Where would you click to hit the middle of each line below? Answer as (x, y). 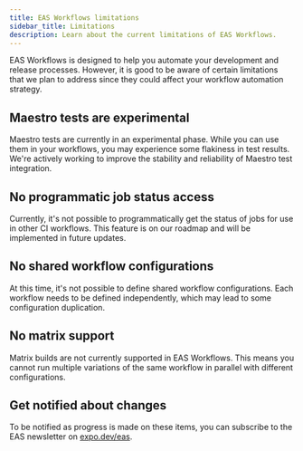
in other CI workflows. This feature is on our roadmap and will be (130, 228)
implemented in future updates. (68, 238)
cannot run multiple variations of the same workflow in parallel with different (151, 367)
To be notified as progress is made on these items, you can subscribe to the (151, 427)
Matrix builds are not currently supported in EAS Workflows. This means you (152, 358)
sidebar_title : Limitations (62, 26)
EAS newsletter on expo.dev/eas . (71, 437)
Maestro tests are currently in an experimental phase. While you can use (144, 139)
